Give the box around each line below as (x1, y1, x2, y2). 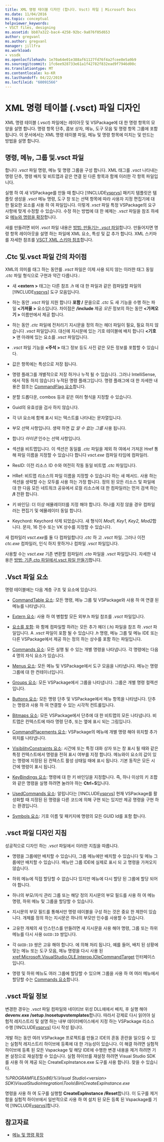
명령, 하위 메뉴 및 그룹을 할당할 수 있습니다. (12, 898, 94, 904)
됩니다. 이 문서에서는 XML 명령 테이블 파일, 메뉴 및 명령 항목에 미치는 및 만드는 (5, 131, 155, 137)
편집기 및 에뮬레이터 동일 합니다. (21, 508, 83, 513)
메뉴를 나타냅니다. (12, 603, 46, 609)
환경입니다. (17, 803, 39, 808)
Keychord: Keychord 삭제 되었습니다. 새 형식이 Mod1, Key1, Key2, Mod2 (12, 518, 153, 524)
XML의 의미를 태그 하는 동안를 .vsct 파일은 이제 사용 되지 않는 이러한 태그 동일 (5, 267, 154, 273)
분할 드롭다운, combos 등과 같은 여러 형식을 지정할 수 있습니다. (12, 394, 133, 400)
